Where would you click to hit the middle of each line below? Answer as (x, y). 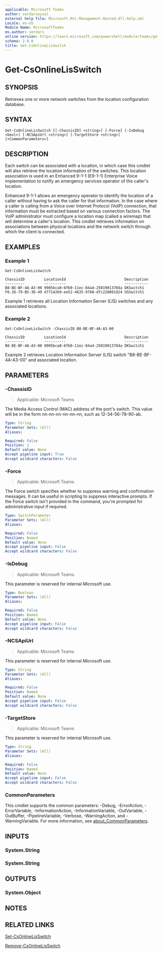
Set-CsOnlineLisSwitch (28, 937)
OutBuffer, (15, 816)
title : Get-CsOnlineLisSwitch (36, 46)
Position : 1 (17, 445)
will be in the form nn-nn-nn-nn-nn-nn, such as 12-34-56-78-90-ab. (73, 414)
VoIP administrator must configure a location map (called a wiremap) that (78, 216)
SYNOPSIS (22, 88)
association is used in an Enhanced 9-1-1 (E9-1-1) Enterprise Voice (71, 176)
